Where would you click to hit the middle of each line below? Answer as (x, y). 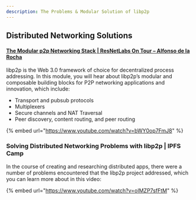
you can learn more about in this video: (54, 179)
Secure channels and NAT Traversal (58, 113)
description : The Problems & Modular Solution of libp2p (78, 12)
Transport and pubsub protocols (54, 101)
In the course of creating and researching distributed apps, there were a (94, 166)
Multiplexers (30, 107)
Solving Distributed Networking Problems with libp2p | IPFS (94, 146)
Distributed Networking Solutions (69, 36)
